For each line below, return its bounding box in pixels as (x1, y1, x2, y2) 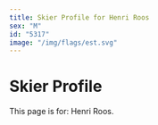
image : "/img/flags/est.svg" (9, 37, 118, 47)
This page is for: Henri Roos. (9, 106, 114, 117)
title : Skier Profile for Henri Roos (9, 12, 150, 22)
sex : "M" (9, 21, 42, 30)
